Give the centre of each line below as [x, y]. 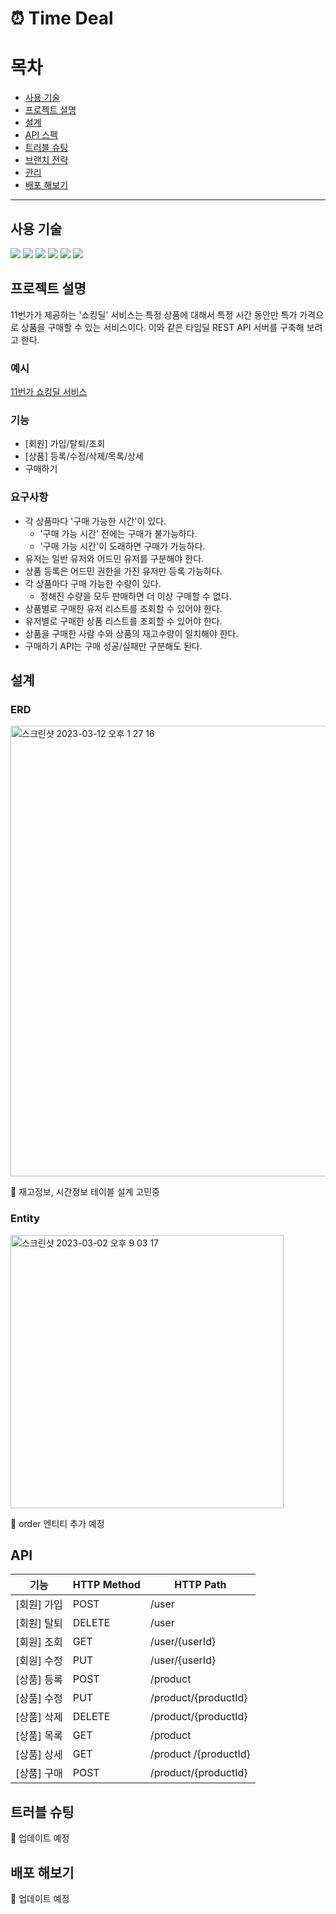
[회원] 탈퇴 [39, 1624]
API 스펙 [41, 135]
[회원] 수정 [39, 1661]
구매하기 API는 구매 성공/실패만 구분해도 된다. [113, 646]
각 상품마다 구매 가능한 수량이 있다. [93, 583]
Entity [25, 1219]
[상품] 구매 [39, 1774]
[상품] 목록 [39, 1736]
